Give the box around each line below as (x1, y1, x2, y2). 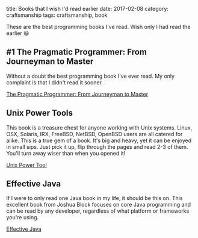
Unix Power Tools (6, 108, 73, 118)
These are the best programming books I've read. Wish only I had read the (6, 23, 191, 30)
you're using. (6, 214, 39, 221)
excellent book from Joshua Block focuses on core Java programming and (6, 201, 191, 208)
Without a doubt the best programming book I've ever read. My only (6, 72, 175, 80)
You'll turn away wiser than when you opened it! (6, 149, 126, 157)
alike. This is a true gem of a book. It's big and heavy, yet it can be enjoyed (6, 137, 192, 144)
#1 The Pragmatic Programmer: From (6, 47, 147, 57)
